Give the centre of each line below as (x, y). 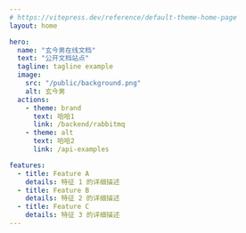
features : (28, 165)
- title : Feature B (53, 190)
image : (29, 75)
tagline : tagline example (66, 67)
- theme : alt (49, 133)
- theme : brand (53, 108)
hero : (19, 42)
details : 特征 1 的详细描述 (73, 182)
